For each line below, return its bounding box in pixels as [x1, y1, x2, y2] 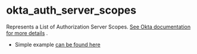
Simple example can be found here [14, 41, 101, 48]
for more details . [6, 29, 48, 36]
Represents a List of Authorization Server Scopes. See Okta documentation [6, 23, 191, 30]
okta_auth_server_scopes [6, 4, 137, 17]
